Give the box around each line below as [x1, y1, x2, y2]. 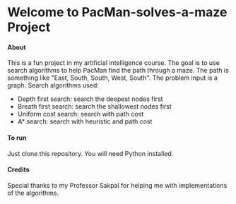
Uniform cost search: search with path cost [17, 110, 144, 119]
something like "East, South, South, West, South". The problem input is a [7, 73, 218, 82]
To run [7, 133, 27, 142]
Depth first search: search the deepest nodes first [17, 95, 163, 103]
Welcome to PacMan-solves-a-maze [7, 4, 228, 20]
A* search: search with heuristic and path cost [17, 117, 153, 126]
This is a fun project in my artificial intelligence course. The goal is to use [7, 59, 220, 67]
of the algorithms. [7, 188, 59, 197]
